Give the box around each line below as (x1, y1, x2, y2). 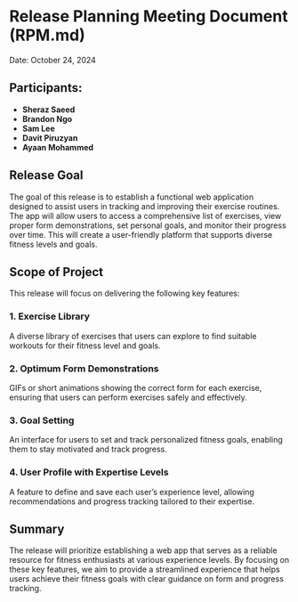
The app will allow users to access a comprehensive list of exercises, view (9, 210, 282, 221)
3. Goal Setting (9, 414, 75, 427)
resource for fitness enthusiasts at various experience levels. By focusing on (9, 555, 290, 565)
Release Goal (9, 167, 84, 183)
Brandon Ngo (21, 113, 73, 124)
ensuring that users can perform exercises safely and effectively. (9, 392, 247, 403)
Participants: (9, 80, 83, 95)
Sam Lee (21, 123, 55, 134)
